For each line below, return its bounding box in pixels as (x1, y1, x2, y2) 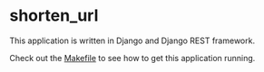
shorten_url (9, 5, 99, 26)
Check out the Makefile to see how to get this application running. (9, 52, 256, 63)
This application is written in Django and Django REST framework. (9, 35, 256, 46)
